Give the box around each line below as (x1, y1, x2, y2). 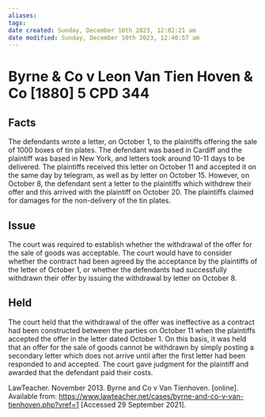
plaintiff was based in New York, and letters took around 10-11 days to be (8, 154, 245, 163)
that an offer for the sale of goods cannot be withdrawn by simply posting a (8, 342, 255, 352)
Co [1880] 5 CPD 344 (8, 85, 150, 103)
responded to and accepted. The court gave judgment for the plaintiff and (8, 359, 249, 369)
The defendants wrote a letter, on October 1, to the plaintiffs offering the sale (8, 137, 258, 146)
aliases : (8, 11, 37, 20)
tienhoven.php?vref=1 (8, 400, 79, 409)
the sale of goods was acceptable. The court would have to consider (8, 248, 233, 258)
